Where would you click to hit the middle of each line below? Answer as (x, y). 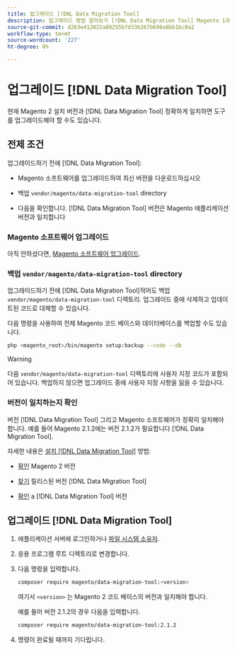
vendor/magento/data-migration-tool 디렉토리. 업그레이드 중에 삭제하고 (109, 300)
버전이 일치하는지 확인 (42, 403)
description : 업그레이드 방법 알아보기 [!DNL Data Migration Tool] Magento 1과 (119, 21)
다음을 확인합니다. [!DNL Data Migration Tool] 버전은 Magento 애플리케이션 (123, 208)
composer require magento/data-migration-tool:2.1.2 (97, 625)
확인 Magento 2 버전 (47, 466)
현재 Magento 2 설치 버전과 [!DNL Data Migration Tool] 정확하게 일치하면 (110, 111)
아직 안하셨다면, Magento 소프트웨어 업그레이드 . (74, 254)
